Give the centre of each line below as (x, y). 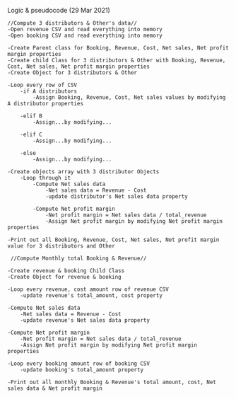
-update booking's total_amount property (82, 370)
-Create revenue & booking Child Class (66, 271)
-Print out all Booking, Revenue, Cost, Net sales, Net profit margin (113, 240)
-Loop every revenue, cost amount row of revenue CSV (88, 289)
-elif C (31, 134)
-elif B (31, 116)
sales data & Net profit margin (55, 388)
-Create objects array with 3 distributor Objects (83, 172)
